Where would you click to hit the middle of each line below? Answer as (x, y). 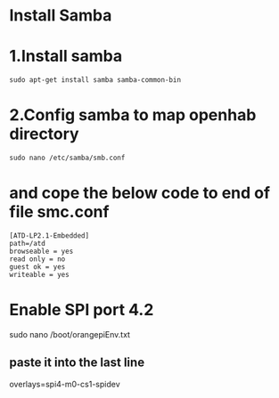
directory (44, 134)
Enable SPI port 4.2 (82, 310)
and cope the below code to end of (139, 193)
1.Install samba (66, 57)
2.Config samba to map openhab (133, 115)
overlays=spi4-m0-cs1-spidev (65, 384)
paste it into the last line (77, 363)
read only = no (37, 259)
